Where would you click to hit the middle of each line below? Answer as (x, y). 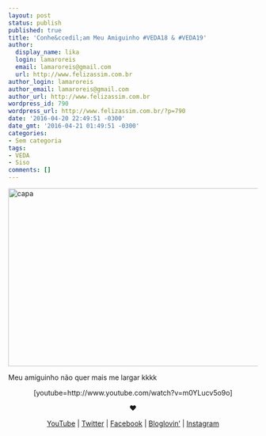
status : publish (35, 23)
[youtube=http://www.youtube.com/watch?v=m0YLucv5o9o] (133, 393)
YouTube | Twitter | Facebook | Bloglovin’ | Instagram (133, 423)
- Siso (19, 163)
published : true (35, 30)
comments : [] (30, 170)
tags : (17, 148)
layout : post (30, 15)
